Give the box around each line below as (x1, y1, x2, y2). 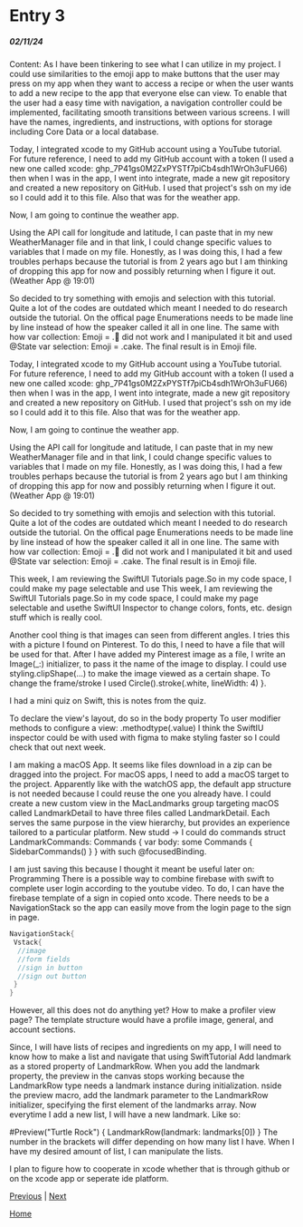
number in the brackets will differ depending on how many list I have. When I (9, 1136, 295, 1147)
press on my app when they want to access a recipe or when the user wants (9, 78, 294, 89)
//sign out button (17, 971, 88, 980)
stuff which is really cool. (9, 612, 103, 623)
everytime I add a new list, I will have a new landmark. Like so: (9, 1109, 241, 1120)
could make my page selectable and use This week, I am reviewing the (9, 583, 273, 594)
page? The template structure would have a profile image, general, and (9, 1015, 274, 1026)
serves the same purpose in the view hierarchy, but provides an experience (9, 817, 291, 828)
